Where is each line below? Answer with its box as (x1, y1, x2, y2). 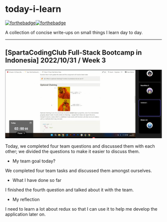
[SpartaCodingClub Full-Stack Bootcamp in (5, 49, 142, 57)
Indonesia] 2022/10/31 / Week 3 (5, 56, 106, 65)
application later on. (5, 211, 46, 217)
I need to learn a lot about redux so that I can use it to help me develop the (5, 206, 158, 212)
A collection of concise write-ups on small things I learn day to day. (5, 29, 143, 35)
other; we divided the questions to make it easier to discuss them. (5, 148, 140, 154)
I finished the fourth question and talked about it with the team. (5, 187, 134, 193)
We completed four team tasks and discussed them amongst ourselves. (5, 167, 152, 173)
